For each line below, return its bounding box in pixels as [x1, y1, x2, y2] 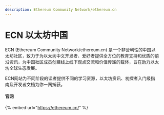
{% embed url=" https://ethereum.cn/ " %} [5, 104, 89, 110]
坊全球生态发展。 [5, 65, 40, 71]
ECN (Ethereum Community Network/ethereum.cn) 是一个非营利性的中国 [5, 47, 151, 53]
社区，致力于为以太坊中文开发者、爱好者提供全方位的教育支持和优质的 [13, 53, 155, 58]
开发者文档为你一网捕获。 [13, 81, 65, 87]
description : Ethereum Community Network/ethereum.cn [5, 7, 117, 12]
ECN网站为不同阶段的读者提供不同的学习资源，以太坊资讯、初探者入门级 [5, 75, 151, 81]
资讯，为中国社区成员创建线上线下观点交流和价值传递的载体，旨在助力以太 [9, 59, 159, 65]
